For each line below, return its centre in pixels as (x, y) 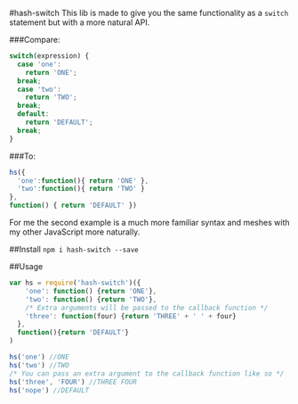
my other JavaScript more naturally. (75, 232)
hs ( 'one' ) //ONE (39, 357)
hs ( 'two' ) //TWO (39, 365)
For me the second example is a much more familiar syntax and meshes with (149, 223)
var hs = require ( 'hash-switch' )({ (75, 283)
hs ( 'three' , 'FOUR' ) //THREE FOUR (73, 382)
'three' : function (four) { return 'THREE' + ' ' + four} (131, 316)
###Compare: (35, 40)
